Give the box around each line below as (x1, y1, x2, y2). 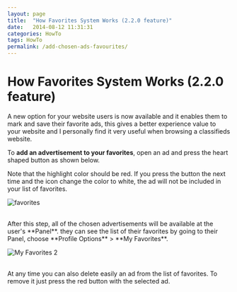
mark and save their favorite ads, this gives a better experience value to (7, 119, 216, 128)
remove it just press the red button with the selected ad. (7, 276, 170, 285)
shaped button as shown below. (7, 156, 100, 164)
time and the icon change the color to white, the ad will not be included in (7, 177, 221, 185)
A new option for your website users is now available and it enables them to (7, 112, 228, 120)
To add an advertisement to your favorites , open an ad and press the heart (7, 148, 229, 156)
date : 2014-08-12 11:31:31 (7, 23, 93, 30)
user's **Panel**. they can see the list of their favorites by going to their (7, 227, 218, 235)
